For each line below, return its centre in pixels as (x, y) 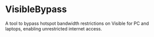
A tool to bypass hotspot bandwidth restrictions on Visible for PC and (77, 23)
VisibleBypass (36, 9)
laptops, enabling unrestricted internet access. (54, 28)
